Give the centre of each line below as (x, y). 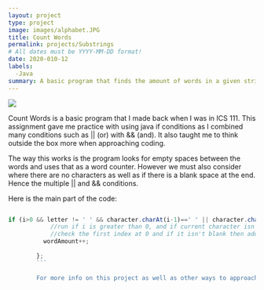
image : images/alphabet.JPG (54, 30)
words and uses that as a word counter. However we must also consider (125, 166)
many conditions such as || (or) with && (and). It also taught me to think (123, 135)
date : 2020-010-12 (38, 60)
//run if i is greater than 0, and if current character (145, 227)
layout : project (35, 15)
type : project (31, 23)
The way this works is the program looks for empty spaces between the (125, 158)
